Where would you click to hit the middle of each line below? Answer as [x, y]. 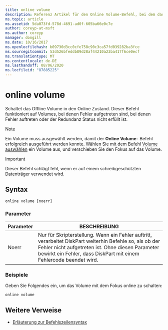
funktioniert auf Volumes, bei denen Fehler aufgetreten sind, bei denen [78, 114]
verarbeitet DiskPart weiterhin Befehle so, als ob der [99, 241]
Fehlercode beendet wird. [68, 260]
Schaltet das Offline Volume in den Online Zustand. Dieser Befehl [72, 108]
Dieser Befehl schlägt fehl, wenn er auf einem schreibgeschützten [73, 168]
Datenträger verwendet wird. [35, 174]
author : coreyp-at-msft [30, 28]
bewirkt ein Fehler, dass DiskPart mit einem [88, 254]
